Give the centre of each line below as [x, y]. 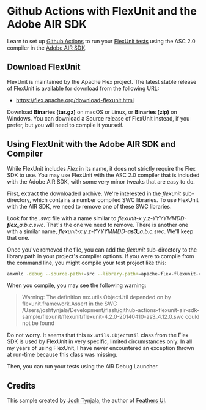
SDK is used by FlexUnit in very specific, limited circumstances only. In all [100, 341]
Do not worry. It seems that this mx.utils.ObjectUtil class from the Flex [98, 335]
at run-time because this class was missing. [62, 355]
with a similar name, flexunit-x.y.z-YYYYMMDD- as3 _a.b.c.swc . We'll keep [100, 231]
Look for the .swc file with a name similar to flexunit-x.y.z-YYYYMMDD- [97, 218]
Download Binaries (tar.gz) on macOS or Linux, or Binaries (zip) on [92, 112]
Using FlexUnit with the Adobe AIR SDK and [91, 144]
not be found [38, 323]
